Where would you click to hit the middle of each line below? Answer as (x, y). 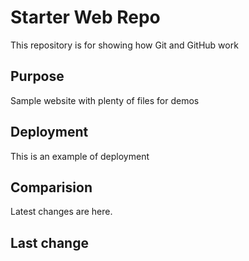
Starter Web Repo (85, 17)
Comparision (51, 187)
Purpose (37, 76)
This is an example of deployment (80, 156)
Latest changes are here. (61, 212)
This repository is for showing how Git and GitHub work (124, 45)
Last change (49, 242)
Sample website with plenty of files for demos (105, 100)
